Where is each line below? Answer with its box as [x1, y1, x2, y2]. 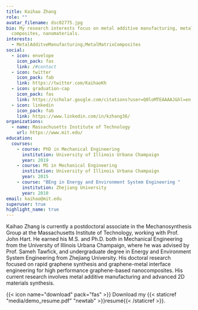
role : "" [6, 14, 28, 20]
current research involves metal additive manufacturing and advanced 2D [6, 273, 185, 280]
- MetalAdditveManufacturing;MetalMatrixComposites [11, 42, 141, 48]
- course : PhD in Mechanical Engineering [16, 146, 120, 152]
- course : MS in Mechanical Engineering [16, 163, 117, 169]
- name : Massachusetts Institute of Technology [11, 124, 131, 130]
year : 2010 [21, 190, 49, 196]
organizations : [6, 119, 44, 125]
